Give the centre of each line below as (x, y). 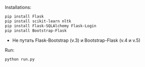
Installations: (18, 7)
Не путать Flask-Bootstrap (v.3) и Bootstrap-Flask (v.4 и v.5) (76, 40)
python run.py (20, 59)
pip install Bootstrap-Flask (36, 30)
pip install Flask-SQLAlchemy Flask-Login (51, 26)
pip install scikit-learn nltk (38, 21)
